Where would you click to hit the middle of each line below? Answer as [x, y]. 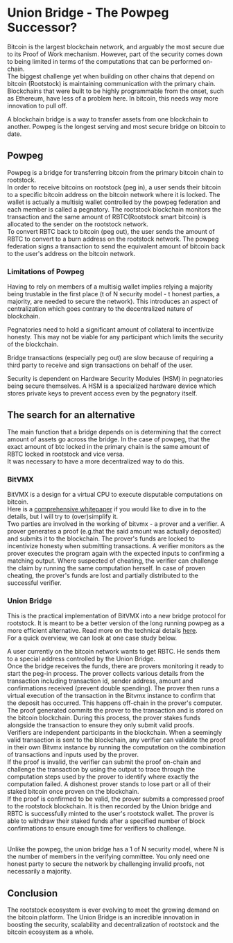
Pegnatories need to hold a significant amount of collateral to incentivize [111, 330]
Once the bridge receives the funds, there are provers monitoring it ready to [115, 666]
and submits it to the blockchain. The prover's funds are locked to [101, 538]
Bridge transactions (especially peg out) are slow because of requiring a [110, 358]
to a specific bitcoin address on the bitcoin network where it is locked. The [114, 194]
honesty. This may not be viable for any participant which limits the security [115, 337]
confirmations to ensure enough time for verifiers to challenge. [97, 829]
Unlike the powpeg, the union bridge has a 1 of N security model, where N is [116, 849]
